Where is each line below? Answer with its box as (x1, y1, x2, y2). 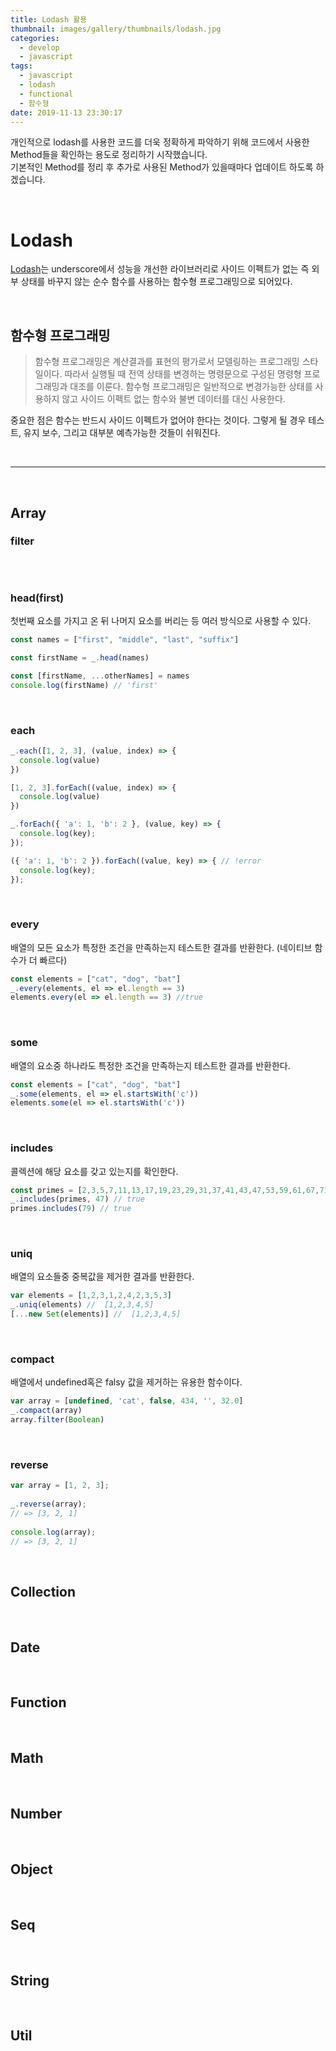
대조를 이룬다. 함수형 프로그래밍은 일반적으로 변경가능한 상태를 (69, 381, 313, 393)
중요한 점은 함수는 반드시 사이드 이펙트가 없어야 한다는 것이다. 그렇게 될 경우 (10, 414, 307, 426)
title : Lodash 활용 (10, 14, 88, 25)
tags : (10, 61, 33, 71)
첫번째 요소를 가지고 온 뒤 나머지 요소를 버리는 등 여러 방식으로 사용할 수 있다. (10, 615, 312, 627)
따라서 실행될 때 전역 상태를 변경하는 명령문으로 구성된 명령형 (64, 368, 302, 380)
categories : (10, 33, 60, 43)
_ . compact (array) (10, 1406, 83, 1416)
